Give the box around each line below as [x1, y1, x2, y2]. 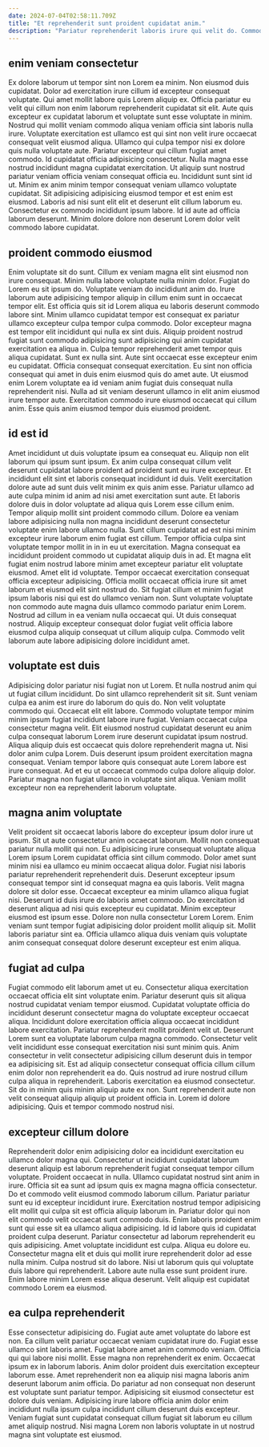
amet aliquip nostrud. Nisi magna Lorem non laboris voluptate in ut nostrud [8, 1421, 255, 1431]
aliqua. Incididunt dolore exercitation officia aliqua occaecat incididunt [8, 1017, 239, 1026]
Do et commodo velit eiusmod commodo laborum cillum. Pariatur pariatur [8, 1189, 251, 1199]
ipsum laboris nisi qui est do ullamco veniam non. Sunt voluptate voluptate [8, 593, 254, 603]
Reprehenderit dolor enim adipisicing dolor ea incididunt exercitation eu [8, 1147, 244, 1156]
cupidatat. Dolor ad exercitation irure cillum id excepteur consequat [8, 86, 231, 96]
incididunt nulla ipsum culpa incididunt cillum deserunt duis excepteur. [8, 1404, 240, 1413]
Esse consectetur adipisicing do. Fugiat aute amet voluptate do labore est [8, 1327, 251, 1337]
